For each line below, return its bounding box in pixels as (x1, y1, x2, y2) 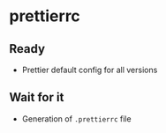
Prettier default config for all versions (21, 64, 158, 75)
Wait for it (9, 90, 64, 105)
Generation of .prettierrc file (21, 113, 132, 124)
